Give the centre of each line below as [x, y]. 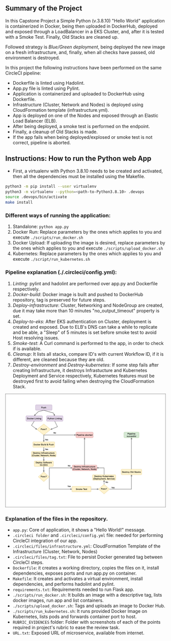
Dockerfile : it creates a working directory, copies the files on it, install [86, 568]
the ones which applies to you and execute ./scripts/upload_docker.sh [88, 248]
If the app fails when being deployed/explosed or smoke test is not [82, 137]
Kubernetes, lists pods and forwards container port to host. [75, 617]
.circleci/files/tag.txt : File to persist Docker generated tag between [88, 557]
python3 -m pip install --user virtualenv [51, 186]
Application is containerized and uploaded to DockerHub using [78, 93]
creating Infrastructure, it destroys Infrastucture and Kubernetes [80, 370]
